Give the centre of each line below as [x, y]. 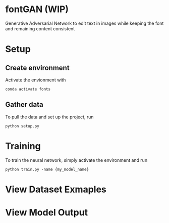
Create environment [37, 68]
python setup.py [22, 126]
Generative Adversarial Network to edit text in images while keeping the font [84, 23]
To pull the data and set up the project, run [50, 117]
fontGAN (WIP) [37, 9]
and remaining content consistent [40, 28]
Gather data [24, 105]
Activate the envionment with [36, 80]
